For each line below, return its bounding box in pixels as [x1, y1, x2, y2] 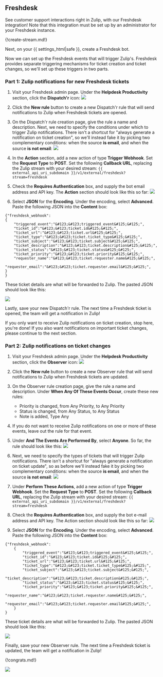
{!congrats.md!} [5, 657, 37, 663]
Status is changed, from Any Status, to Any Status [19, 408, 120, 414]
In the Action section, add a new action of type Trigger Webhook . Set [12, 155, 153, 161]
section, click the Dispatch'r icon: [12, 95, 80, 101]
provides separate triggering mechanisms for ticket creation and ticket [5, 60, 146, 66]
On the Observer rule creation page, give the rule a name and [12, 383, 135, 389]
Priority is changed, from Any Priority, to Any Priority [19, 403, 125, 409]
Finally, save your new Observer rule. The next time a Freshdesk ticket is [5, 642, 151, 648]
